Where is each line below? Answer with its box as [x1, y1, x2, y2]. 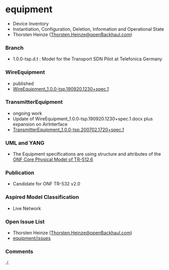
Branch [5, 44, 24, 51]
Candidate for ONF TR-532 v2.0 [12, 181, 80, 187]
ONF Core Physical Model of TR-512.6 [12, 156, 93, 162]
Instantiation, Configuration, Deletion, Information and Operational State [12, 26, 164, 32]
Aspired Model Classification [5, 194, 79, 201]
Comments [5, 247, 33, 255]
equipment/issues [12, 235, 51, 241]
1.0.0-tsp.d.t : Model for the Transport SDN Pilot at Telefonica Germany [12, 56, 162, 62]
